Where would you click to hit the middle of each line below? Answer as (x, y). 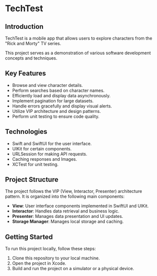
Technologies (26, 132)
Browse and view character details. (47, 85)
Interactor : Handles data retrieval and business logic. (66, 211)
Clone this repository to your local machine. (56, 258)
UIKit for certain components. (42, 149)
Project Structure (32, 180)
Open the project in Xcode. (39, 263)
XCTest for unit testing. (35, 164)
